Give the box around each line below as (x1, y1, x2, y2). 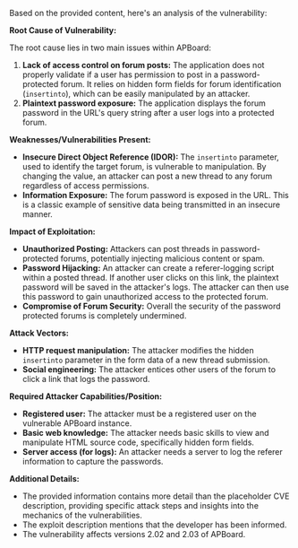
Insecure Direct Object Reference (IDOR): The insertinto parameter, (21, 152, 279, 162)
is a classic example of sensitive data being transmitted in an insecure (21, 199, 281, 210)
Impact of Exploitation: (9, 226, 96, 237)
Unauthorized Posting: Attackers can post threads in (21, 244, 219, 254)
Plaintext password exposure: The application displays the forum (21, 98, 267, 109)
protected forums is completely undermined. (21, 310, 187, 321)
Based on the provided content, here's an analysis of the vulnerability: (9, 8, 268, 18)
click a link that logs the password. (21, 374, 150, 384)
